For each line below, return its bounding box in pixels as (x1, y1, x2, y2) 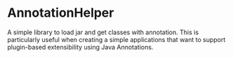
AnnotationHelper (7, 5, 114, 21)
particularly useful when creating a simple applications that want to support (7, 35, 226, 43)
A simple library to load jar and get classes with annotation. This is (7, 28, 199, 36)
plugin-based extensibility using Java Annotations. (7, 43, 154, 51)
